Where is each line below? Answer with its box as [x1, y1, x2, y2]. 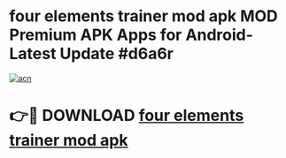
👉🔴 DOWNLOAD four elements [9, 106, 244, 125]
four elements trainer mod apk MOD [9, 6, 279, 26]
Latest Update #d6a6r [9, 44, 174, 64]
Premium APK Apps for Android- [9, 25, 254, 45]
